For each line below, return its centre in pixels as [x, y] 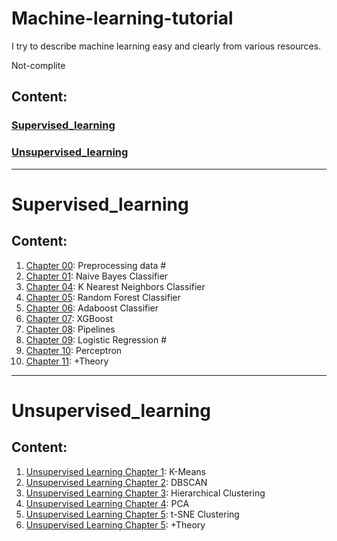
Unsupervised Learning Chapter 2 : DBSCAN [116, 482]
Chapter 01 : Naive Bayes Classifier [97, 276]
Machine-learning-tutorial [122, 18]
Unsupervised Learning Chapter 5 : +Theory [115, 524]
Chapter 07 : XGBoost [69, 318]
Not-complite [38, 65]
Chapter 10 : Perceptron [74, 350]
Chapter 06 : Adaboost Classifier [92, 308]
